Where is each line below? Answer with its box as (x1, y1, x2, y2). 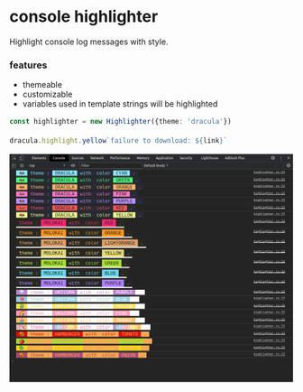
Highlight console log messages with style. (9, 36, 169, 47)
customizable (22, 89, 73, 100)
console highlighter (9, 6, 159, 27)
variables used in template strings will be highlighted (22, 98, 218, 109)
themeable (22, 79, 63, 90)
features (9, 59, 48, 71)
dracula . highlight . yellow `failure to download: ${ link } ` (9, 135, 228, 145)
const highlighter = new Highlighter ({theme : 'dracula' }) (9, 117, 232, 126)
